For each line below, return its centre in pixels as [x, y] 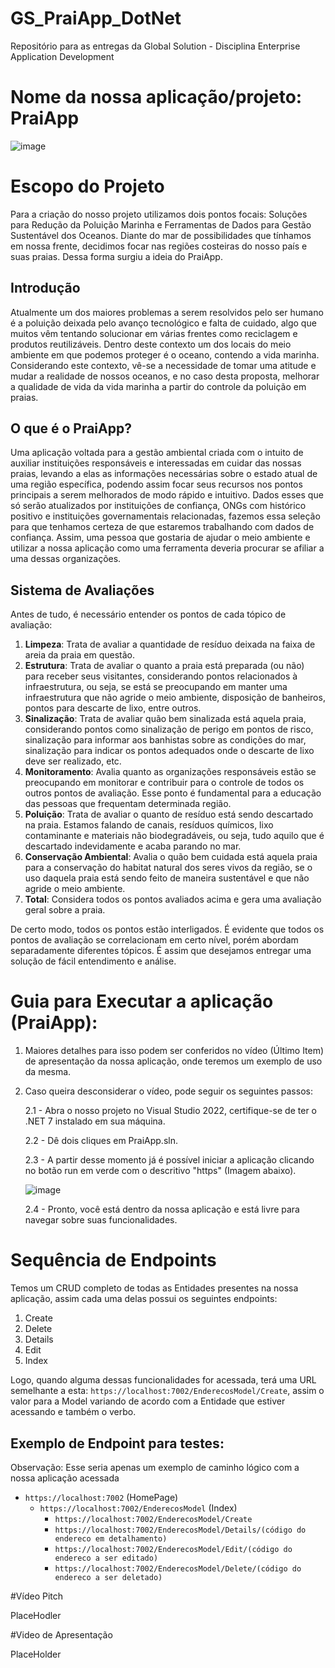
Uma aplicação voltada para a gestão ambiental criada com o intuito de [157, 453]
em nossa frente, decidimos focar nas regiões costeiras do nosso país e [159, 246]
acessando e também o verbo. [73, 1412]
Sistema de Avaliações [82, 590]
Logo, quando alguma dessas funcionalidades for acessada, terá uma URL [163, 1380]
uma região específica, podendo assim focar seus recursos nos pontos [156, 484]
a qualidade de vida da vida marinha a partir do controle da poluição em [158, 386]
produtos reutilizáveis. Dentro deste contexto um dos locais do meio [151, 344]
